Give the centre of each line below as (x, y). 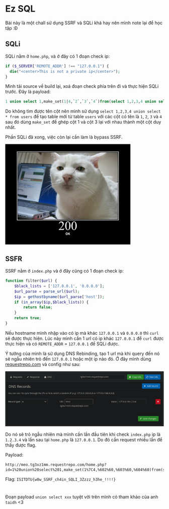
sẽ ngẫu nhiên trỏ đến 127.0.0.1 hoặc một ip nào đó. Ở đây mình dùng (78, 359)
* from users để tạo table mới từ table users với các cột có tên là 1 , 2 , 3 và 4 (84, 117)
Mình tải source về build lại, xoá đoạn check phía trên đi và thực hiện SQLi (82, 86)
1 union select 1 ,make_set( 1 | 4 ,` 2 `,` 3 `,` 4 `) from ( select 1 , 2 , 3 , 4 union (81, 101)
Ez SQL (20, 9)
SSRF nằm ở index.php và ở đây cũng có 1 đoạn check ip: (65, 271)
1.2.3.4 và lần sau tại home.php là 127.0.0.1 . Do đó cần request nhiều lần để (84, 439)
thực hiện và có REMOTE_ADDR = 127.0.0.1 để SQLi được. (62, 343)
